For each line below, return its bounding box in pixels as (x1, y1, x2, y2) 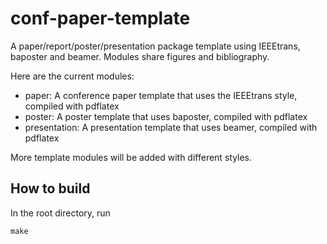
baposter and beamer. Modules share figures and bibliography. (10, 50, 270, 62)
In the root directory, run (10, 207, 111, 219)
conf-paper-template (10, 7, 191, 30)
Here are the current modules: (10, 70, 135, 82)
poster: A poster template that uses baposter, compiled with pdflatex (24, 110, 308, 122)
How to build (10, 180, 91, 197)
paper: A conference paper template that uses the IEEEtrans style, (24, 89, 298, 101)
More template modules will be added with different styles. (10, 151, 253, 163)
